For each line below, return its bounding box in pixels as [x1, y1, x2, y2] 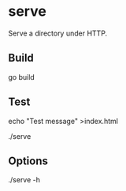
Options [8, 154, 49, 167]
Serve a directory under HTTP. [8, 28, 108, 38]
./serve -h [8, 175, 41, 185]
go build [8, 72, 35, 81]
